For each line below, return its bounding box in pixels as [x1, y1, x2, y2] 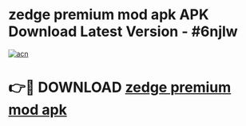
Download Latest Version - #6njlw [8, 22, 238, 41]
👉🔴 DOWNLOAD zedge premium [8, 78, 232, 96]
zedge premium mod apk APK [8, 6, 209, 24]
